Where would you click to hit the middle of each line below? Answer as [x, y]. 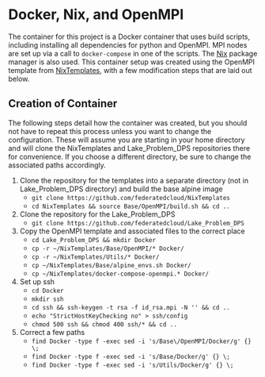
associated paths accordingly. [57, 165]
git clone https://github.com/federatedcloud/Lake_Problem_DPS [138, 223]
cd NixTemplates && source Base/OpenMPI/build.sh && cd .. [131, 206]
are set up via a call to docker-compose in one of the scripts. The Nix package [133, 53]
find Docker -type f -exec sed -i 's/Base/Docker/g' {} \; [131, 356]
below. [19, 79]
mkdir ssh [48, 299]
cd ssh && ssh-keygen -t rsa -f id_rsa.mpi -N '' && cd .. [131, 307]
